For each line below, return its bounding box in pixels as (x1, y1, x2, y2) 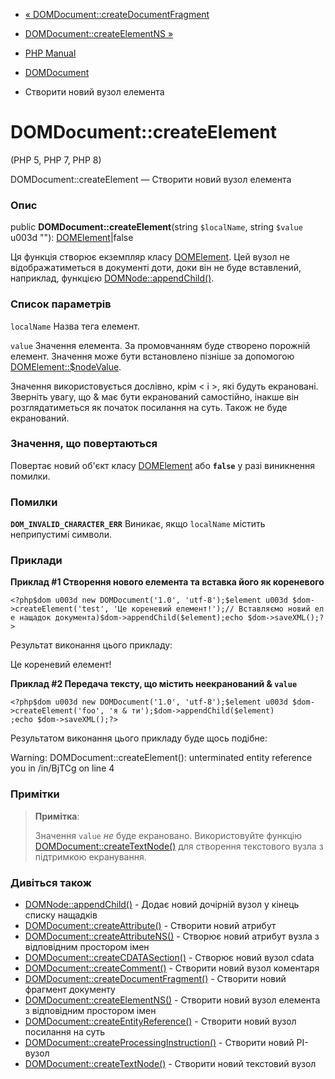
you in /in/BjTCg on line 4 (10, 762, 115, 774)
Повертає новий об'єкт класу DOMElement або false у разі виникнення (10, 459, 316, 471)
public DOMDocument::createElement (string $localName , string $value (10, 221, 303, 233)
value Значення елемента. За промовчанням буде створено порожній (10, 339, 311, 351)
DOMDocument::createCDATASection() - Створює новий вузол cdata (24, 952, 315, 964)
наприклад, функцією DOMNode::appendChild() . (10, 272, 215, 284)
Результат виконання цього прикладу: (10, 639, 173, 651)
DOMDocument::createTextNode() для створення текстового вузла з (34, 840, 324, 852)
